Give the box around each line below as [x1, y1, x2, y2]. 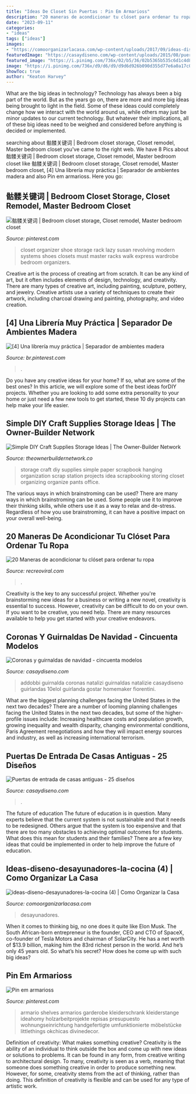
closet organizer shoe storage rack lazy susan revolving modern [20, 246, 175, 253]
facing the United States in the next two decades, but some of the [6, 709, 164, 717]
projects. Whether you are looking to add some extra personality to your [6, 389, 180, 396]
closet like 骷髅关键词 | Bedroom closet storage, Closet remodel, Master [6, 160, 179, 167]
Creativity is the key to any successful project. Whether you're [6, 590, 156, 597]
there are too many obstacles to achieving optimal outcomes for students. [6, 828, 184, 835]
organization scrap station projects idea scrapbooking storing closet [20, 472, 185, 479]
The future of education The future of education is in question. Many [6, 810, 171, 817]
